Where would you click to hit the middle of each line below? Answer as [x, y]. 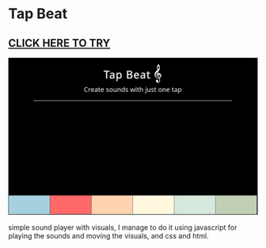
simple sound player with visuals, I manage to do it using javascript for [123, 227]
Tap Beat [38, 14]
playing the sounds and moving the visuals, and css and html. [108, 235]
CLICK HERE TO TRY [59, 43]
